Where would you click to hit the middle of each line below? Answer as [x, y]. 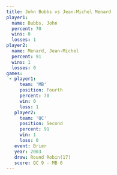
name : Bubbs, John [35, 23]
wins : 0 [21, 34]
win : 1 [28, 135]
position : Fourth [41, 90]
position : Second [41, 124]
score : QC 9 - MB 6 [38, 163]
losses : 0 [24, 68]
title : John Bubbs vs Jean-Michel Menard [59, 12]
